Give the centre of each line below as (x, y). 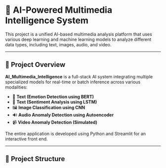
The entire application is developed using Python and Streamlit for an (76, 134)
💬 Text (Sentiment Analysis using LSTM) (55, 102)
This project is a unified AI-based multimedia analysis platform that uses (79, 34)
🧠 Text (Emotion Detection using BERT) (53, 97)
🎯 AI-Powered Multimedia (59, 10)
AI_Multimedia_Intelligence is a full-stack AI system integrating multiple (79, 76)
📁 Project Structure (35, 159)
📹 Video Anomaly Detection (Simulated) (55, 122)
